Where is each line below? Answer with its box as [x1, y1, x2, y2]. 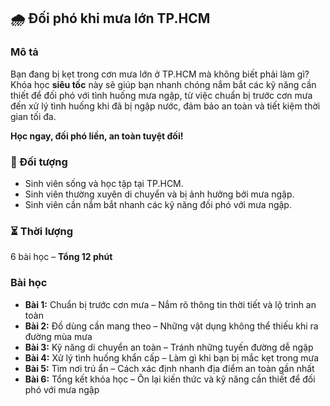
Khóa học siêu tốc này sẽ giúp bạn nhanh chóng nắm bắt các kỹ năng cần [10, 78, 317, 90]
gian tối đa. [10, 110, 57, 122]
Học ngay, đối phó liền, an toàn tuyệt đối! [10, 130, 184, 142]
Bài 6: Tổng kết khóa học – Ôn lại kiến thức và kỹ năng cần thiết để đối [24, 373, 316, 385]
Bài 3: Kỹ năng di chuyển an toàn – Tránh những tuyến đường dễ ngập [24, 341, 314, 353]
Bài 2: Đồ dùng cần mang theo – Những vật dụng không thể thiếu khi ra [24, 320, 319, 332]
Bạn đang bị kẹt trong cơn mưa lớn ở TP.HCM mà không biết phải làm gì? [10, 68, 310, 80]
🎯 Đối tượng [10, 155, 68, 169]
